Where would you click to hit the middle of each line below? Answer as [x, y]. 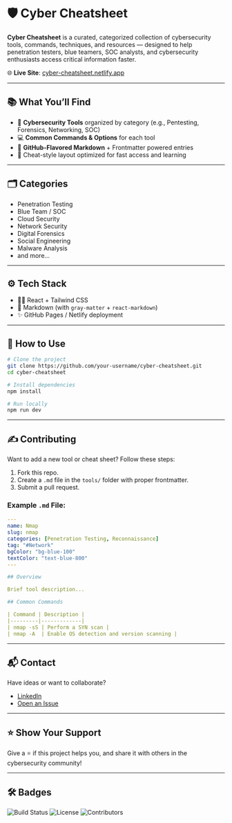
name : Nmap [23, 526]
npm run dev [24, 410]
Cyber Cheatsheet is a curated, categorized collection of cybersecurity [109, 37]
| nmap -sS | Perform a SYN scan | [58, 627]
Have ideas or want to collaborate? [57, 683]
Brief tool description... [46, 590]
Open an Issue [38, 703]
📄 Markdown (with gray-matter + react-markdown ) [87, 308]
